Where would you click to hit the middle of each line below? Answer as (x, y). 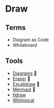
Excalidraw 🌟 (26, 84)
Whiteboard (25, 45)
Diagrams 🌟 (24, 73)
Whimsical (23, 100)
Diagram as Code (31, 40)
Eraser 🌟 (21, 79)
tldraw (19, 95)
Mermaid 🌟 (24, 89)
